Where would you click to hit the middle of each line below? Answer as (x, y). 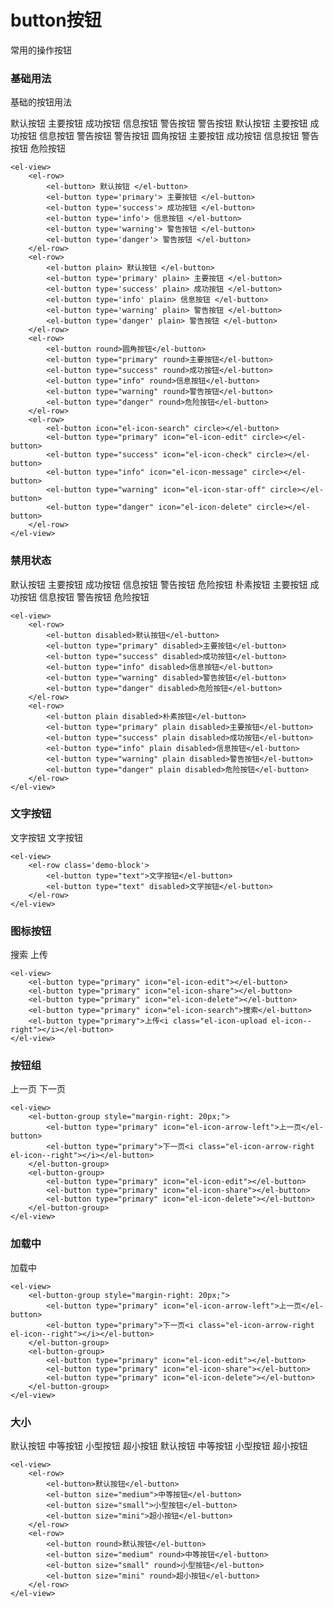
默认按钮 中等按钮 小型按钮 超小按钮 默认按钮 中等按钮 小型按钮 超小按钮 (159, 1446)
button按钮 (56, 20)
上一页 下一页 (38, 1089)
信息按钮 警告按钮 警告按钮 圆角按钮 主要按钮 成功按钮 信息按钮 (169, 136)
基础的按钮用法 (41, 102)
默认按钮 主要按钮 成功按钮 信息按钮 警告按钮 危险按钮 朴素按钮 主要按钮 (159, 584)
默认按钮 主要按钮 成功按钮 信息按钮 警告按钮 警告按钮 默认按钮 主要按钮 (159, 123)
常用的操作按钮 (41, 50)
